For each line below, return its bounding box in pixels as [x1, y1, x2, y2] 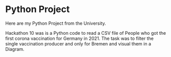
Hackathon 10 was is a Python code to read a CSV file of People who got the [5, 30, 166, 36]
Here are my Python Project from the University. [5, 20, 106, 26]
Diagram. [5, 46, 25, 52]
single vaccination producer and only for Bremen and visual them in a [5, 40, 152, 46]
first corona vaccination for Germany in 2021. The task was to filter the [5, 35, 154, 41]
